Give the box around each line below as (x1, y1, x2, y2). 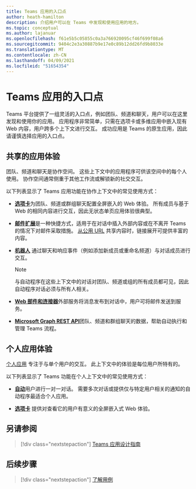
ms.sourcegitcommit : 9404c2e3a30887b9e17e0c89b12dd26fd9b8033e (6, 42, 164, 47)
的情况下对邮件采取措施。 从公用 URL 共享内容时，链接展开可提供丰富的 (14, 227, 188, 234)
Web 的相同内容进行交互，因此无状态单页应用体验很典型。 (14, 207, 156, 214)
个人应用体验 (6, 344, 53, 354)
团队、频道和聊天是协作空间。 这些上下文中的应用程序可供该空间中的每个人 (6, 168, 187, 175)
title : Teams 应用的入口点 (6, 8, 67, 15)
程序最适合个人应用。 (19, 392, 71, 399)
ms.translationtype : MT (6, 47, 64, 53)
